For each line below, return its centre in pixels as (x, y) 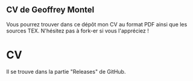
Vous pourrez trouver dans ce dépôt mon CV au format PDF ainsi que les (97, 24)
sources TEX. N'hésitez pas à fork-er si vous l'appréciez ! (78, 31)
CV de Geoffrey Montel (50, 10)
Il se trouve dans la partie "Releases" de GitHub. (66, 71)
